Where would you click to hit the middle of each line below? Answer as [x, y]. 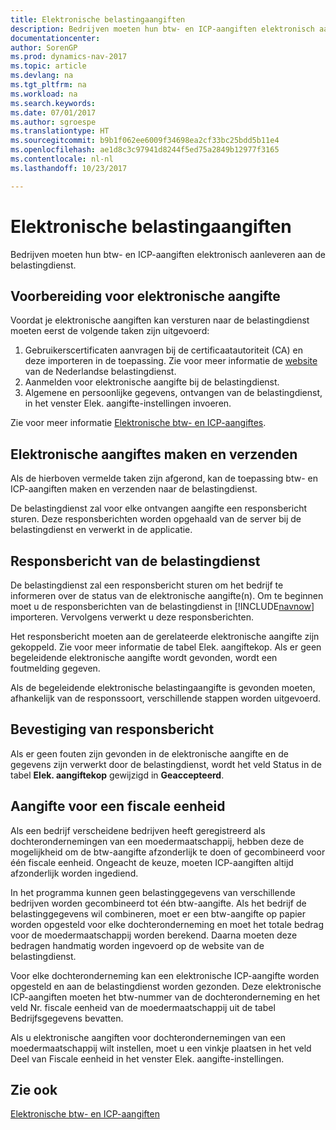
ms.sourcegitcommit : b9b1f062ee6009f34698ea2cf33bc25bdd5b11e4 [145, 141]
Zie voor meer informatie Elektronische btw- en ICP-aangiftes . [138, 423]
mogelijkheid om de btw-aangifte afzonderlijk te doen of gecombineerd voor [168, 852]
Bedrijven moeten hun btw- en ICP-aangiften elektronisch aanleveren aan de [168, 254]
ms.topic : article [48, 66]
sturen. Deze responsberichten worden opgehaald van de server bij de [156, 519]
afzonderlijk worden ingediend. [74, 873]
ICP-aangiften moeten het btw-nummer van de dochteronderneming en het [165, 997]
